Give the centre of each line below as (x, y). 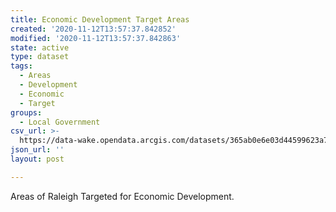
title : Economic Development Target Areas (100, 19)
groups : (26, 112)
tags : (21, 66)
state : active (40, 47)
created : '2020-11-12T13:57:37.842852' (93, 29)
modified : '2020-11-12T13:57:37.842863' (96, 38)
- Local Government (60, 122)
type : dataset (40, 57)
